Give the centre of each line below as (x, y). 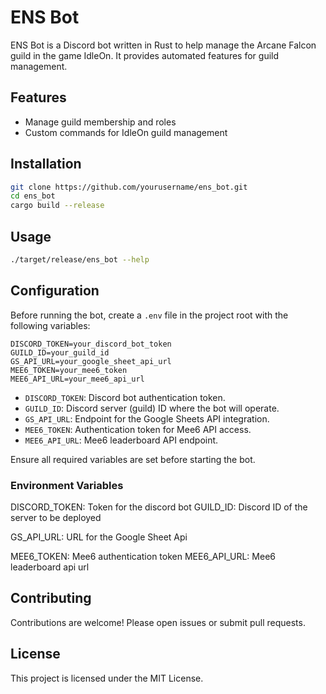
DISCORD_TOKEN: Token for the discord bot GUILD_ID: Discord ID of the (159, 507)
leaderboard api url (50, 567)
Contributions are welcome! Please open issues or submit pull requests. (158, 622)
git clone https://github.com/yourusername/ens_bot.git (129, 187)
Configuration (55, 291)
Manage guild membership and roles (100, 122)
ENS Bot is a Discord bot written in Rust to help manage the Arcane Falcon (163, 45)
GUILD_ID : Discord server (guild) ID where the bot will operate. (152, 408)
